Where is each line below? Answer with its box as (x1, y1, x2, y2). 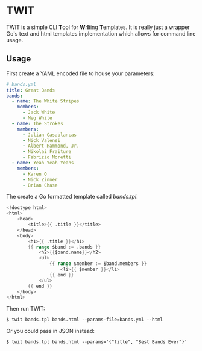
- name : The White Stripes (11, 98, 80, 104)
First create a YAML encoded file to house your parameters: (6, 70, 155, 77)
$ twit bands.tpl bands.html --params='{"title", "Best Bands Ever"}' (6, 339, 188, 345)
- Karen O (22, 171, 47, 177)
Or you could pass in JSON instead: (6, 328, 95, 335)
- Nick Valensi (22, 137, 61, 143)
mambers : (17, 126, 39, 132)
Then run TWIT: (6, 305, 45, 312)
